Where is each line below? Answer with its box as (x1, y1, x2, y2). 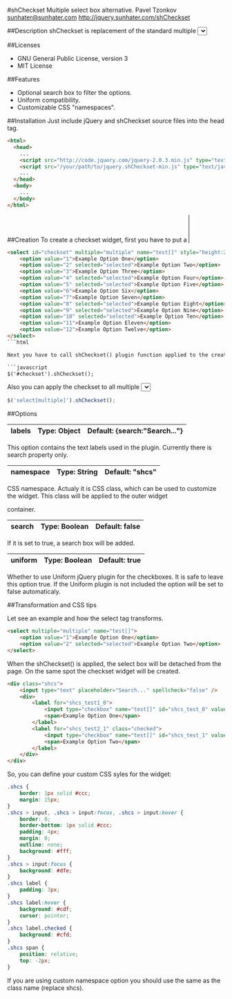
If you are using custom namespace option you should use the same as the (7, 976, 221, 984)
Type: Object (37, 426, 81, 435)
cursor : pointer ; (19, 912, 70, 919)
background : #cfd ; (19, 931, 72, 939)
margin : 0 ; (19, 835, 51, 842)
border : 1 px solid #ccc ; (19, 790, 91, 797)
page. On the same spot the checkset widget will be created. (7, 667, 181, 675)
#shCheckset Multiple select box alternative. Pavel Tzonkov (7, 6, 177, 14)
